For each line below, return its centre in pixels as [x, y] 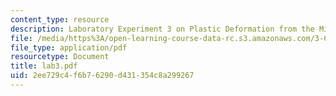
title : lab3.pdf [44, 66]
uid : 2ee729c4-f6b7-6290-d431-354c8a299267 [102, 76]
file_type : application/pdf [69, 47]
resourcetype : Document [60, 57]
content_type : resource [60, 19]
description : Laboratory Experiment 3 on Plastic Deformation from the [162, 29]
